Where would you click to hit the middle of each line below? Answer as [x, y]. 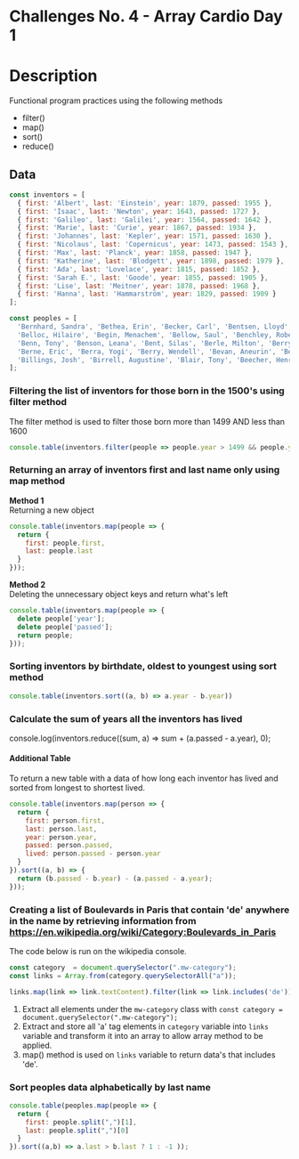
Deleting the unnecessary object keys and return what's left [119, 595]
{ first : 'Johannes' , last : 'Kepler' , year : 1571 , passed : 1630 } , [145, 236]
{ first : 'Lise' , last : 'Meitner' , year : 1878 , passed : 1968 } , [139, 286]
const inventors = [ [48, 195]
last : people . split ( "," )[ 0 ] [77, 1131]
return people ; [45, 635]
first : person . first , [65, 821]
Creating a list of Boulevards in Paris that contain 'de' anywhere [149, 910]
